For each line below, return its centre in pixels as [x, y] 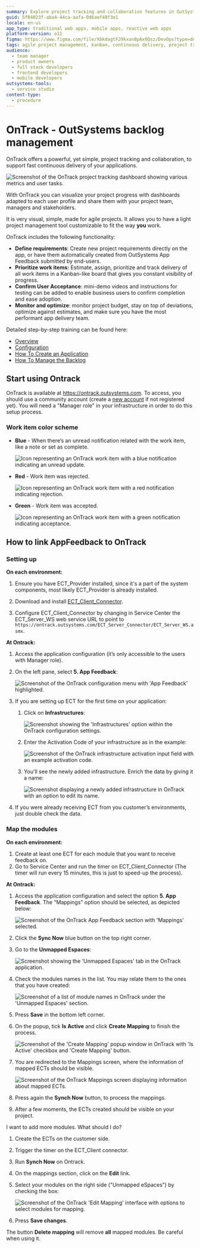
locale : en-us [24, 23]
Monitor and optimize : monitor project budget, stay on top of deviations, [104, 305]
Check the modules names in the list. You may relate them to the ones [100, 979]
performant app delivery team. [52, 318]
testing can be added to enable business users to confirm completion [100, 292]
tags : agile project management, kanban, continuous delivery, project [97, 45]
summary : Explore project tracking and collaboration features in [90, 12]
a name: [33, 778]
